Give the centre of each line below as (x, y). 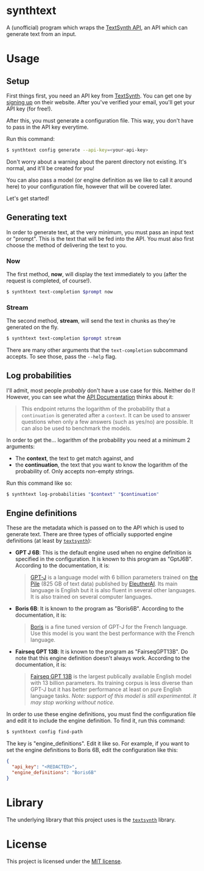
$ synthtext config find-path (45, 732)
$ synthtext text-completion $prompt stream (64, 339)
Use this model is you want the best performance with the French (112, 633)
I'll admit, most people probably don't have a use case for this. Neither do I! (101, 390)
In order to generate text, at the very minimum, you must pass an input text (100, 232)
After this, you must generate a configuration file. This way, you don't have (100, 120)
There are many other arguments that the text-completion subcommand (97, 350)
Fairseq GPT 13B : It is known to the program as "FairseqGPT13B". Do (101, 652)
